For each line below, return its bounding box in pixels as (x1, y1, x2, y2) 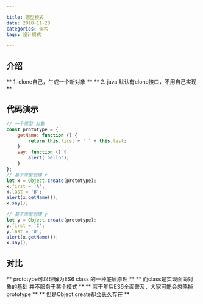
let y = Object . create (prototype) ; (6, 217, 97, 223)
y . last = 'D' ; (6, 228, 43, 234)
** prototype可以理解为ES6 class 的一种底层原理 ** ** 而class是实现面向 (6, 275, 188, 283)
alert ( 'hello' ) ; (28, 155, 69, 161)
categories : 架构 (6, 26, 49, 32)
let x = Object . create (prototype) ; (6, 178, 97, 184)
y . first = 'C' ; (6, 222, 45, 229)
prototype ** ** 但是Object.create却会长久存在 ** (6, 291, 130, 298)
